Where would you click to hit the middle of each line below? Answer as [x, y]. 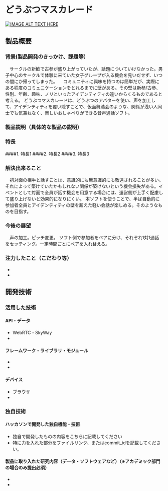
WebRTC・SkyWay [32, 333]
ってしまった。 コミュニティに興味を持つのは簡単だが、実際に [93, 81]
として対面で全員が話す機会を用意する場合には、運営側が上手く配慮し [91, 193]
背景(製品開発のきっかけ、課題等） [47, 57]
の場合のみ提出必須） [27, 468]
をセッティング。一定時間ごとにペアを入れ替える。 [58, 244]
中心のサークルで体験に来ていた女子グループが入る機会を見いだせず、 [81, 75]
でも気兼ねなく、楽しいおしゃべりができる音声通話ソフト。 [71, 113]
